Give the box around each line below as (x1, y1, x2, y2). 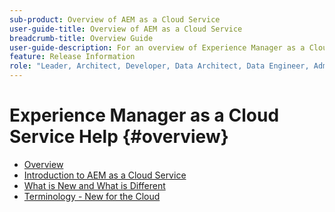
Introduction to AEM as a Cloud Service (23, 169, 187, 181)
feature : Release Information (9, 52, 136, 62)
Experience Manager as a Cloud (9, 104, 280, 127)
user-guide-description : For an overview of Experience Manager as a (9, 42, 306, 53)
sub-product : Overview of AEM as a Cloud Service (9, 14, 221, 25)
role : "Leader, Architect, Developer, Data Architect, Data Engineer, (9, 61, 310, 71)
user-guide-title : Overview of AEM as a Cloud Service (9, 24, 243, 34)
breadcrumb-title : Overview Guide (9, 33, 154, 43)
